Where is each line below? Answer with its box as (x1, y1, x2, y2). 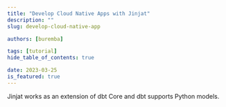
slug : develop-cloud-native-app (7, 23, 101, 30)
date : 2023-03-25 (7, 67, 58, 74)
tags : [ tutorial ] (7, 48, 58, 55)
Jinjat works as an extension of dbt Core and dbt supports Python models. (7, 92, 220, 100)
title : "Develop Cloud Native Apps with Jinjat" (7, 10, 150, 17)
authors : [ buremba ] (7, 35, 64, 42)
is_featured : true (7, 73, 60, 80)
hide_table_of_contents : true (7, 55, 95, 61)
